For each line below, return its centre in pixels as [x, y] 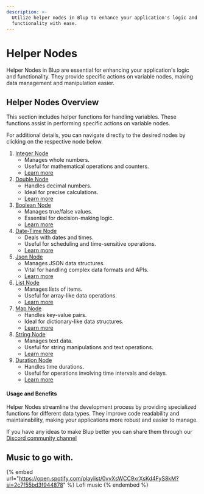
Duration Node [33, 360]
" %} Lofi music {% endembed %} [106, 485]
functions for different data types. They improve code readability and [93, 414]
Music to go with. [40, 457]
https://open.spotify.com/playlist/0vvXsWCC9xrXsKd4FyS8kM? [99, 479]
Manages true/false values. [58, 212]
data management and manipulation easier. [60, 83]
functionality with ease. [45, 23]
